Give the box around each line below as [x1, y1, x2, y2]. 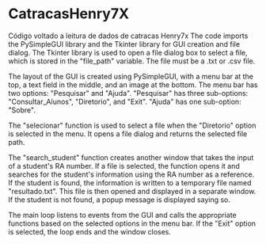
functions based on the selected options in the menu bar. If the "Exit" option [8, 219, 256, 228]
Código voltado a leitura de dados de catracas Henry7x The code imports [8, 31, 249, 40]
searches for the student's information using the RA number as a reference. [8, 170, 255, 179]
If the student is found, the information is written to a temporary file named [8, 177, 252, 187]
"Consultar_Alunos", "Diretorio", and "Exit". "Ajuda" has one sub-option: [8, 97, 241, 106]
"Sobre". [8, 105, 36, 115]
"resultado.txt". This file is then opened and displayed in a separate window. [8, 186, 256, 196]
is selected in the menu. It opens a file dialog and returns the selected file [8, 128, 248, 139]
